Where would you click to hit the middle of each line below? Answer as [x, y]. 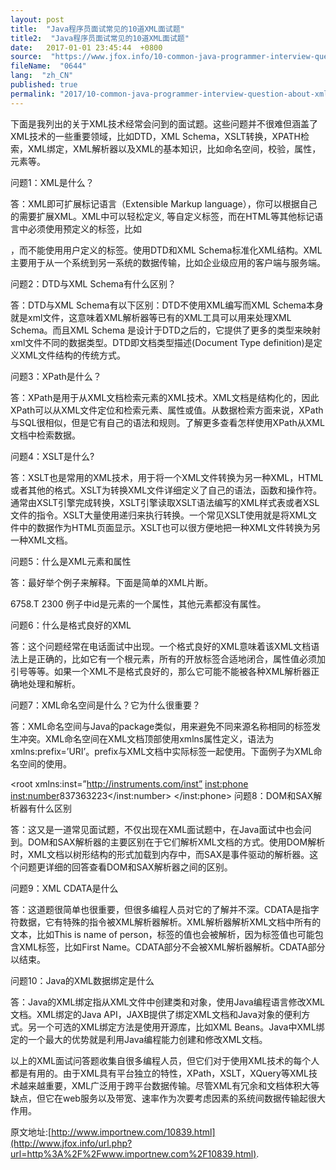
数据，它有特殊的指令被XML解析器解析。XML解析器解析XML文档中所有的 [170, 922]
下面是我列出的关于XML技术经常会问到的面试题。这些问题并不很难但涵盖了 [164, 123]
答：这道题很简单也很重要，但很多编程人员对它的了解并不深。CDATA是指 [160, 909]
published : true [44, 85]
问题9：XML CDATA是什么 [64, 888]
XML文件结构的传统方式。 [72, 355]
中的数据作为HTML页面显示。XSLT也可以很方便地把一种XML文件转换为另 [170, 527]
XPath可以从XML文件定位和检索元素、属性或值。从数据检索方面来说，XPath [167, 410]
